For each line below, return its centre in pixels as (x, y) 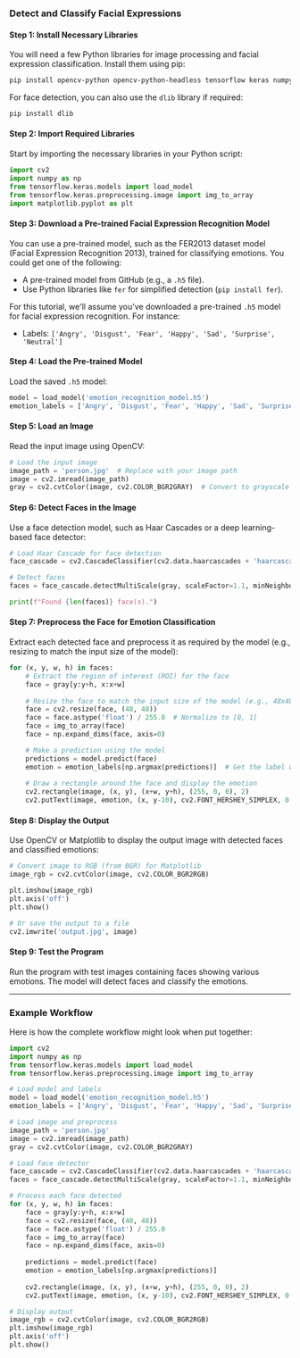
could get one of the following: (66, 262)
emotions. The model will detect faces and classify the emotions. (129, 981)
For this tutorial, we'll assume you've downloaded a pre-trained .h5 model (145, 306)
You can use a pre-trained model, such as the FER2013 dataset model (137, 243)
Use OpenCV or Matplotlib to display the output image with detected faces (146, 840)
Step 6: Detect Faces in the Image (73, 507)
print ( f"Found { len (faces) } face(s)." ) (83, 602)
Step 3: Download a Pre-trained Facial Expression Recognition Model (140, 224)
